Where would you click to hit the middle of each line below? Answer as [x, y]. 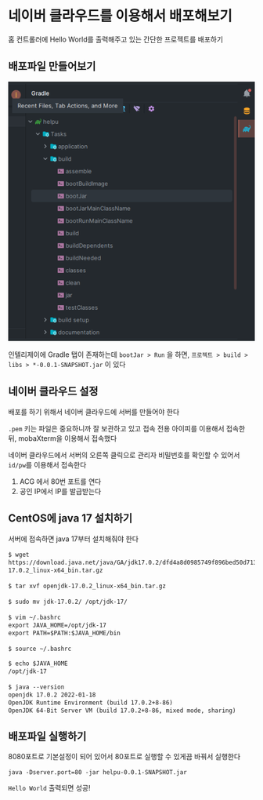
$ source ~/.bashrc [40, 649]
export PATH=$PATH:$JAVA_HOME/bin [65, 633]
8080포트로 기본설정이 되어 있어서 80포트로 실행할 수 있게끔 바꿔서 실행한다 [124, 757]
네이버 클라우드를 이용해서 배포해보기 [120, 16]
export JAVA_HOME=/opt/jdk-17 [58, 625]
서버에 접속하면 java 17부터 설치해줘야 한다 [74, 539]
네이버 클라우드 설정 [53, 392]
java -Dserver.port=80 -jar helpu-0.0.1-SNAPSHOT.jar [98, 773]
